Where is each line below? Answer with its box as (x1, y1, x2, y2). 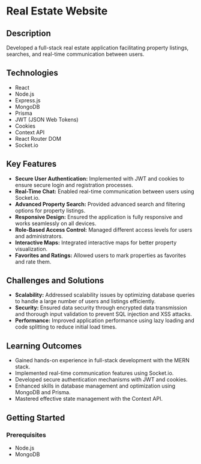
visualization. (14, 245, 48, 252)
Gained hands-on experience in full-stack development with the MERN (14, 357, 190, 364)
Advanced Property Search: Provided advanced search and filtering (14, 200, 185, 208)
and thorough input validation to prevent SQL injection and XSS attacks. (14, 311, 192, 318)
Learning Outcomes (6, 341, 82, 351)
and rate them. (14, 258, 52, 265)
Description (6, 28, 51, 39)
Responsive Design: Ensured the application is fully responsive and (14, 213, 183, 220)
